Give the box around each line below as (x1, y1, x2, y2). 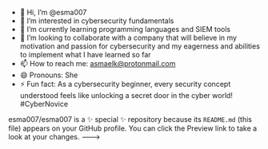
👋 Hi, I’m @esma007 (19, 8, 87, 17)
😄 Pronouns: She (19, 70, 78, 80)
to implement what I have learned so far (19, 50, 151, 59)
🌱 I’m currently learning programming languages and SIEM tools (19, 25, 230, 33)
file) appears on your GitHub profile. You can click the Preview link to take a (8, 124, 258, 133)
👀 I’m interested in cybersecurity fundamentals (19, 16, 174, 25)
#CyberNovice (19, 100, 69, 108)
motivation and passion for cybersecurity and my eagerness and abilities (19, 41, 260, 51)
